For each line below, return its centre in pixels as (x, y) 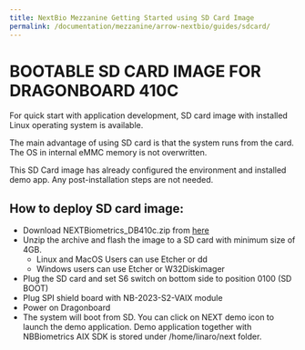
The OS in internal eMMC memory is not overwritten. (108, 153)
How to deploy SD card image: (97, 209)
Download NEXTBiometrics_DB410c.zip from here (116, 230)
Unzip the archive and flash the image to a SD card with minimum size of (159, 240)
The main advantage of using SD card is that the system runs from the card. (152, 143)
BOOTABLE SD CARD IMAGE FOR (135, 71)
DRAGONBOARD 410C (94, 90)
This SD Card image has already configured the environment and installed (148, 170)
